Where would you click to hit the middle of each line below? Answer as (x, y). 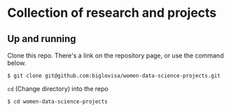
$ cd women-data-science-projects (58, 101)
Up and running (42, 39)
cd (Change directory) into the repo (58, 89)
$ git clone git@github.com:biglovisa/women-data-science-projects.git (114, 76)
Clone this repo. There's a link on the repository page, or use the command (115, 55)
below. (17, 63)
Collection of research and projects (112, 13)
